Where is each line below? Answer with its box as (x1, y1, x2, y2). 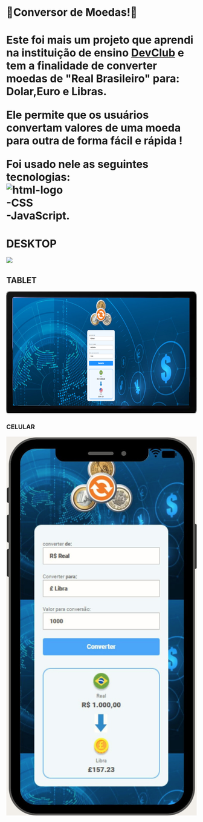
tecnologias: (6, 170, 71, 184)
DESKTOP (6, 236, 57, 250)
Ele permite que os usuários (6, 109, 149, 122)
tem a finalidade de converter (6, 59, 157, 73)
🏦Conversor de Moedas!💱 (6, 5, 138, 19)
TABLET (6, 275, 37, 286)
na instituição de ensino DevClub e (6, 46, 184, 60)
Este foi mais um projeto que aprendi (6, 33, 194, 47)
